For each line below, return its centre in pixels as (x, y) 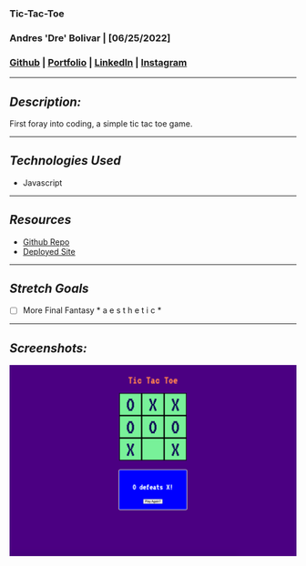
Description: (46, 101)
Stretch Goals (49, 288)
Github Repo (46, 242)
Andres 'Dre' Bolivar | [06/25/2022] (90, 37)
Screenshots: (49, 348)
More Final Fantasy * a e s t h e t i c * (92, 310)
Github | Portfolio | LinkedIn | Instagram (98, 62)
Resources (41, 220)
